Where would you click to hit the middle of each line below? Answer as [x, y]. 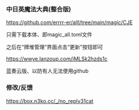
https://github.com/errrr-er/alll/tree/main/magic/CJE [69, 22]
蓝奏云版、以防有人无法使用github [47, 71]
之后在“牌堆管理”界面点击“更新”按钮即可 [54, 47]
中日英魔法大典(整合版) [39, 9]
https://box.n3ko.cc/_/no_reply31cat [50, 101]
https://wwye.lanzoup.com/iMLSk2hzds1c [57, 59]
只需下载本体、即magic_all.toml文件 [49, 35]
